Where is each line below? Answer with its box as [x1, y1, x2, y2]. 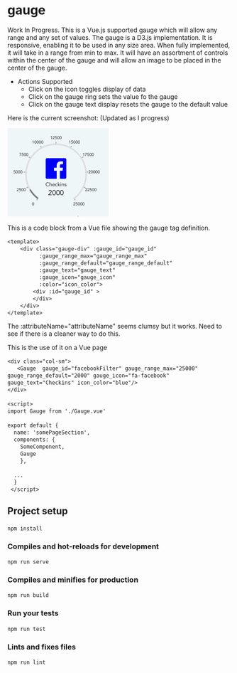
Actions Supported [17, 77, 73, 85]
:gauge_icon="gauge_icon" [38, 273, 116, 281]
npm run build [7, 592, 50, 599]
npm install [7, 525, 43, 532]
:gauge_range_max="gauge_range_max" [38, 252, 148, 260]
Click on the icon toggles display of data [28, 85, 146, 93]
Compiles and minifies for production [7, 575, 138, 585]
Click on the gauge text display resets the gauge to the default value [28, 100, 228, 108]
